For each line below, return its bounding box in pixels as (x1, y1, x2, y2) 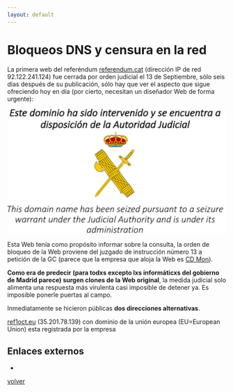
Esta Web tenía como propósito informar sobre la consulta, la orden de (7, 240, 210, 249)
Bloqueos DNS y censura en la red (7, 42, 207, 58)
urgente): (7, 95, 33, 103)
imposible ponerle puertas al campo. (7, 291, 113, 299)
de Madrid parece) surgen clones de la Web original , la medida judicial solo (7, 276, 227, 284)
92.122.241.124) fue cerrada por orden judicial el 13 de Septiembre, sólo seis (7, 72, 225, 81)
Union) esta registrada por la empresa (7, 325, 116, 334)
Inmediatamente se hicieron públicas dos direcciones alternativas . (7, 304, 200, 313)
